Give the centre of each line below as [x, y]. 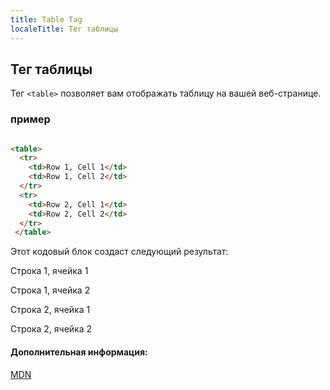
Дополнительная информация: [79, 352]
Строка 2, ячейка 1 [50, 310]
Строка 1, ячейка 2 [50, 290]
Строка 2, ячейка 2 [51, 329]
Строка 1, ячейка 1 [49, 271]
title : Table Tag [46, 19]
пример [30, 119]
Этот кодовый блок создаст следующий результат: [119, 252]
